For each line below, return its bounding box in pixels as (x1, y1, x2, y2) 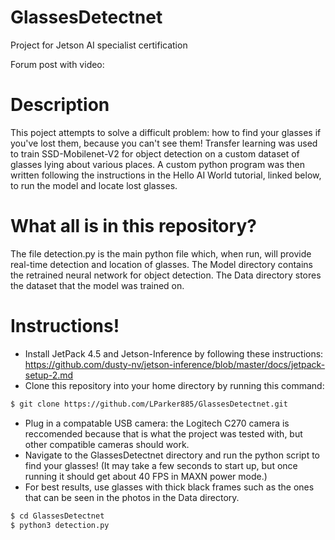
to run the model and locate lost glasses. (10, 179, 178, 191)
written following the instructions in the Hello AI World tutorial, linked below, (10, 169, 322, 181)
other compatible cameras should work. (24, 438, 190, 450)
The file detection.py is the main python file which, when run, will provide (10, 247, 312, 260)
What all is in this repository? (10, 215, 257, 238)
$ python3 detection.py (10, 520, 110, 530)
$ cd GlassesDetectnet (10, 511, 105, 521)
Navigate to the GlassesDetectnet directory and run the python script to (24, 449, 321, 461)
